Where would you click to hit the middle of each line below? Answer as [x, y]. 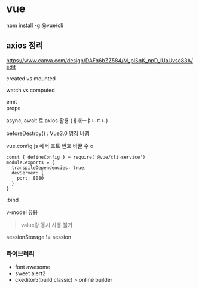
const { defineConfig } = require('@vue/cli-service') [76, 157]
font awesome [33, 267]
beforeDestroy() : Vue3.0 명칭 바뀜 [48, 133]
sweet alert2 [30, 273]
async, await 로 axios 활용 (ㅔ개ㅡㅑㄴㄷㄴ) [57, 120]
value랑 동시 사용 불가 [47, 225]
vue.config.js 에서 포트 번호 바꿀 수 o [50, 146]
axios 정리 [25, 46]
